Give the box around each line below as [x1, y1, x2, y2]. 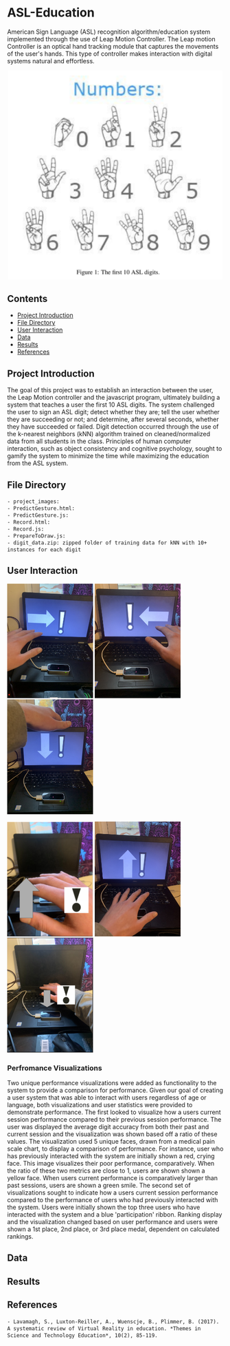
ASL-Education [7, 5, 95, 21]
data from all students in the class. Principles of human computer [7, 437, 192, 445]
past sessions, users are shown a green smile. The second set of [7, 1181, 191, 1189]
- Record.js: [7, 526, 45, 533]
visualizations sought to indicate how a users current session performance [7, 1188, 218, 1197]
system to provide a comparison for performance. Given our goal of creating [7, 1086, 224, 1094]
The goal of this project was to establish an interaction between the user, [7, 386, 214, 394]
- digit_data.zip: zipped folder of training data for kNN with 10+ [7, 540, 207, 546]
